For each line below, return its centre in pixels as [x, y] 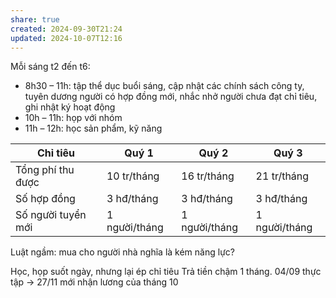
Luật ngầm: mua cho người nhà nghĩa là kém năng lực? [122, 252]
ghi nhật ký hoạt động [70, 107]
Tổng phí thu [45, 170]
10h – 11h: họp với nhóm [73, 118]
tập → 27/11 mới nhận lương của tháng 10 [94, 282]
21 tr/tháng [282, 176]
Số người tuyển [51, 215]
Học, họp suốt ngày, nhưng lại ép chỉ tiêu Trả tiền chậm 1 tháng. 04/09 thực [166, 272]
